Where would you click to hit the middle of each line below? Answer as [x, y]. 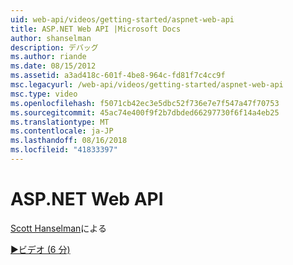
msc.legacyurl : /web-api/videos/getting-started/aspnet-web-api [147, 85]
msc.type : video [44, 94]
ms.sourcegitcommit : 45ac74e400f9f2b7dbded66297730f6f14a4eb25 [145, 112]
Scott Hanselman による [58, 228]
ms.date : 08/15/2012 [53, 66]
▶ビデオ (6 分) [40, 249]
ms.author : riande [48, 57]
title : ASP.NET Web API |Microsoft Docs [96, 29]
